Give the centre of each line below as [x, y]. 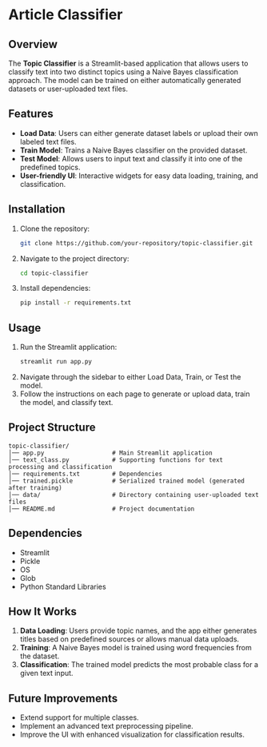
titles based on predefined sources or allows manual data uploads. [130, 639]
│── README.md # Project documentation [102, 509]
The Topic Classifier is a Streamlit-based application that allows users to [128, 63]
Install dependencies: [55, 288]
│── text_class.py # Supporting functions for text [116, 460]
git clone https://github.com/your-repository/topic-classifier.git [136, 243]
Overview [33, 44]
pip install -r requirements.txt [76, 303]
